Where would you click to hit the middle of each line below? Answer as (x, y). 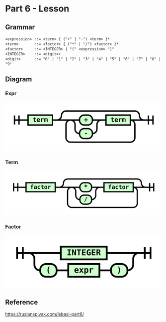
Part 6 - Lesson (37, 9)
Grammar (20, 27)
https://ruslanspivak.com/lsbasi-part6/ (45, 314)
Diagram (19, 80)
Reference (22, 302)
